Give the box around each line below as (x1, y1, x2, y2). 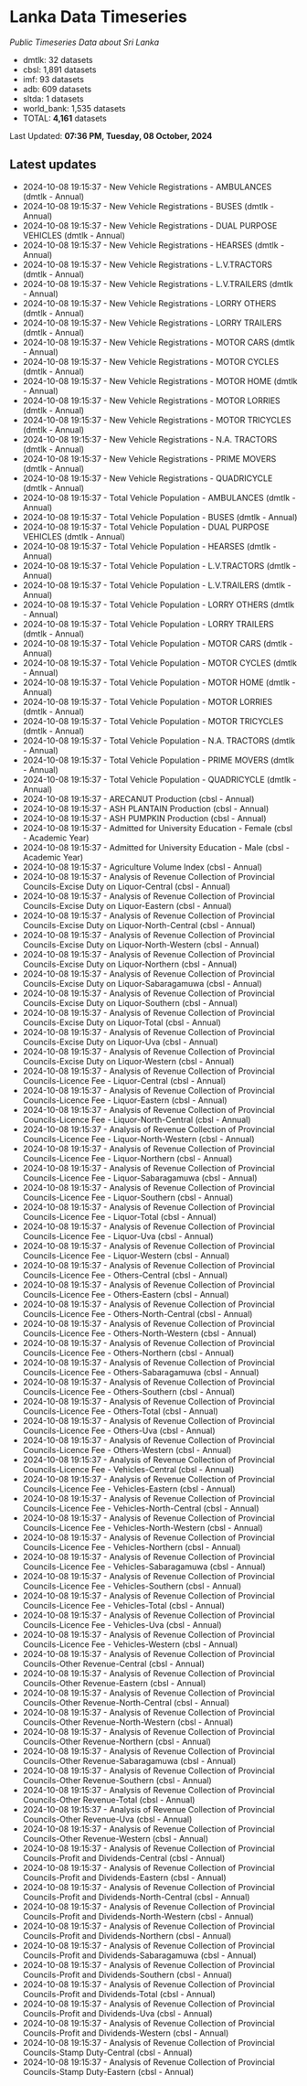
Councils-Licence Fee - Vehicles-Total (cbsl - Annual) (22, 1599, 226, 1610)
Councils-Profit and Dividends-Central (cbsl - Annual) (22, 1852, 226, 1863)
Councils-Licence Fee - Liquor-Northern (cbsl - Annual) (22, 1152, 233, 1163)
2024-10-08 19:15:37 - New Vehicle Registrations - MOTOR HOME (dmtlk (22, 375, 298, 386)
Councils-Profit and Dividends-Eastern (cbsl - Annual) (22, 1872, 227, 1883)
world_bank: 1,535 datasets (22, 102, 126, 113)
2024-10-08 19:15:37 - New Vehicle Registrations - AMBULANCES (22, 181, 272, 192)
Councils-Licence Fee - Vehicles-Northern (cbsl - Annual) (22, 1541, 241, 1552)
